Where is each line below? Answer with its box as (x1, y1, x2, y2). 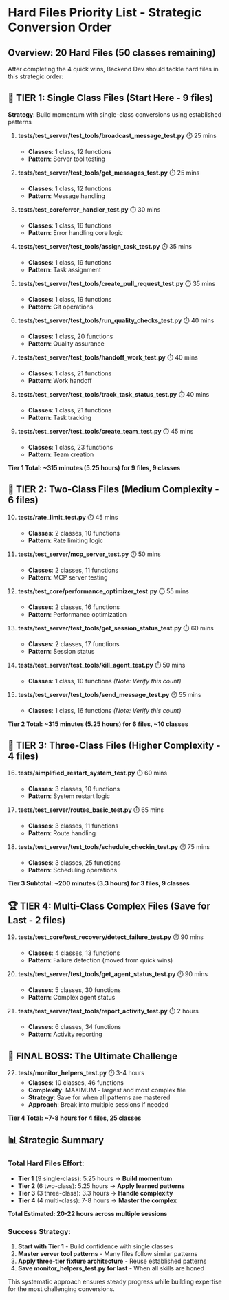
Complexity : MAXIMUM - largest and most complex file (28, 1086, 186, 1094)
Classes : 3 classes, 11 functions (28, 822, 119, 830)
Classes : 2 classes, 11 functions (28, 566, 119, 574)
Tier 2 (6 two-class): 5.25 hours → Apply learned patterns (17, 1181, 185, 1190)
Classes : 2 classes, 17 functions (28, 639, 120, 648)
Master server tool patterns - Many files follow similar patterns (17, 1250, 198, 1258)
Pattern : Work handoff (28, 376, 92, 384)
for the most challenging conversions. (8, 1285, 116, 1293)
